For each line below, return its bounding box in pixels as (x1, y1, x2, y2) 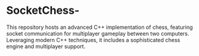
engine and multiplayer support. (6, 43, 86, 50)
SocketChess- (6, 4, 80, 17)
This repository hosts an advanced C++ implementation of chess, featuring (6, 23, 193, 31)
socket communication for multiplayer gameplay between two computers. (6, 30, 190, 37)
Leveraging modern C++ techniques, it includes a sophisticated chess (6, 36, 180, 43)
